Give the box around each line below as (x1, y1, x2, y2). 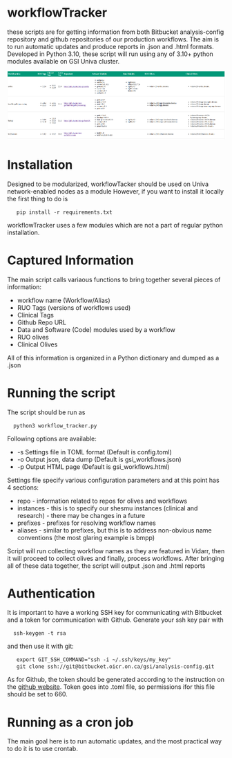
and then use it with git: (7, 642, 74, 651)
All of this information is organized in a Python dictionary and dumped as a (7, 353, 220, 362)
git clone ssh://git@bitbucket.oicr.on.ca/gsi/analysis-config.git (16, 663, 215, 670)
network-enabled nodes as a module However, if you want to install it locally (7, 187, 224, 195)
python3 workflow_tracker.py (13, 422, 97, 429)
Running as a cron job (7, 714, 134, 730)
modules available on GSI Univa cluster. (7, 57, 119, 65)
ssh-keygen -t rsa (13, 630, 67, 637)
